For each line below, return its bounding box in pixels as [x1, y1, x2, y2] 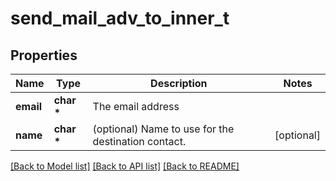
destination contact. [92, 135, 187, 148]
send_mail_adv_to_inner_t [10, 7, 230, 30]
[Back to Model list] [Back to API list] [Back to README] [10, 160, 240, 172]
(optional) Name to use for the [92, 122, 235, 136]
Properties [10, 47, 78, 64]
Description [150, 77, 208, 90]
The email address [92, 100, 180, 113]
